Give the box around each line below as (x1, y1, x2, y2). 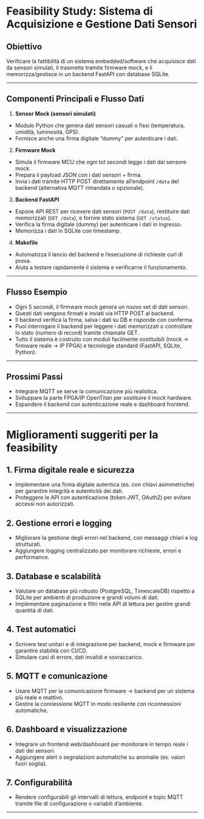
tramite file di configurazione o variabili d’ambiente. (15, 800, 144, 807)
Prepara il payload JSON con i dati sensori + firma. (15, 171, 143, 178)
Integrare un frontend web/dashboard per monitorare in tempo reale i (15, 741, 188, 748)
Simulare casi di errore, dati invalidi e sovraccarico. (15, 653, 143, 661)
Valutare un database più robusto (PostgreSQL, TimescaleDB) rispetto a (15, 587, 195, 594)
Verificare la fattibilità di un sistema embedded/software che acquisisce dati (6, 58, 196, 64)
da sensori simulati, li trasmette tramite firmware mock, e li (6, 64, 153, 71)
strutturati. (15, 540, 41, 548)
